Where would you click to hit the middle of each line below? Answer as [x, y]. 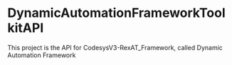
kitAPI [26, 28]
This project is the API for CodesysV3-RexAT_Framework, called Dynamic [115, 47]
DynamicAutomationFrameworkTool [116, 13]
